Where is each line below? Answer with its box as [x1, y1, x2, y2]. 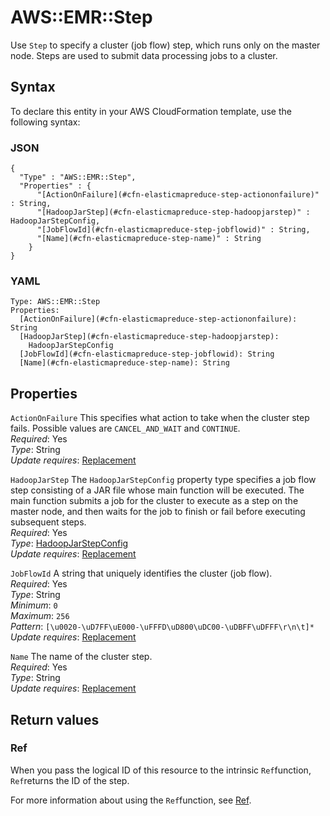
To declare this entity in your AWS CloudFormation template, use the [10, 105, 292, 117]
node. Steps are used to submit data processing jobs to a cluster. [10, 49, 278, 61]
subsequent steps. [10, 516, 87, 528]
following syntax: [10, 116, 81, 128]
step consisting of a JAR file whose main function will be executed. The [10, 484, 305, 496]
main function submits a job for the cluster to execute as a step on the [10, 495, 299, 507]
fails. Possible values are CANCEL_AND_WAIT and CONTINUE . [10, 422, 241, 435]
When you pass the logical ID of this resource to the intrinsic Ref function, [10, 764, 312, 776]
